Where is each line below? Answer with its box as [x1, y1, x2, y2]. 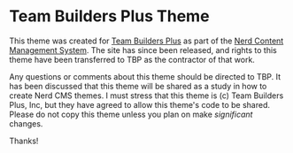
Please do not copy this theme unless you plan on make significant [9, 109, 253, 119]
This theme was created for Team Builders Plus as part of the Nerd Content [9, 35, 284, 46]
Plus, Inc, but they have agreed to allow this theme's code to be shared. [9, 99, 270, 110]
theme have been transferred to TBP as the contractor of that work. [9, 54, 255, 65]
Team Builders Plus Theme [9, 6, 210, 27]
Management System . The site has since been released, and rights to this [9, 44, 277, 55]
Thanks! [9, 135, 39, 146]
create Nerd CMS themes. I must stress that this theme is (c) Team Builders [9, 90, 284, 101]
